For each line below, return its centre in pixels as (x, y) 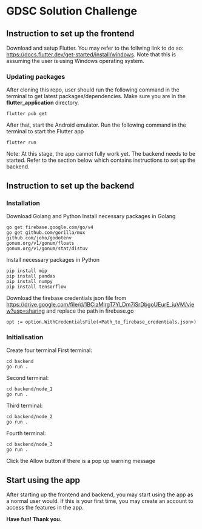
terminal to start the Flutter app (45, 131)
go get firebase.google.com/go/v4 (50, 227)
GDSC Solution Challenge (72, 11)
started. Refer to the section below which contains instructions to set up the (101, 160)
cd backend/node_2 (29, 417)
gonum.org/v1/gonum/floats (40, 243)
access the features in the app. (45, 508)
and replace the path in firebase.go (90, 311)
